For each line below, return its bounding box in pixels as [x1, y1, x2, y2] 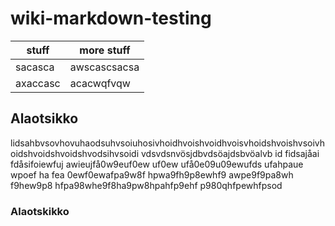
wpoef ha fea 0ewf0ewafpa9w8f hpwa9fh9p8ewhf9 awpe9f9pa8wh [10, 168, 294, 181]
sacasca [15, 60, 55, 74]
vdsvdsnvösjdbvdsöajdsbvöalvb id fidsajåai [141, 147, 320, 159]
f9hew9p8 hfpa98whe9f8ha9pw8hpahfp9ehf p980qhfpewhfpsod [10, 179, 283, 191]
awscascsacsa [69, 60, 140, 74]
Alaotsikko [10, 110, 79, 127]
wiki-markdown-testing [10, 7, 212, 30]
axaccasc [15, 76, 61, 90]
